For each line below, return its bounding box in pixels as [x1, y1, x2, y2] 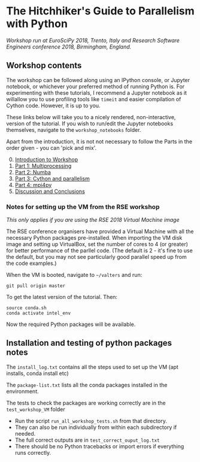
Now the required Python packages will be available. [6, 321, 136, 328]
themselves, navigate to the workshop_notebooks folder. [6, 126, 141, 133]
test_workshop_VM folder [6, 406, 66, 413]
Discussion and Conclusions [14, 188, 85, 195]
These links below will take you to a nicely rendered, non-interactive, [6, 113, 176, 120]
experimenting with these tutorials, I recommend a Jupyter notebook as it [6, 89, 187, 96]
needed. [14, 430, 36, 437]
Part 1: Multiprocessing [14, 162, 72, 169]
